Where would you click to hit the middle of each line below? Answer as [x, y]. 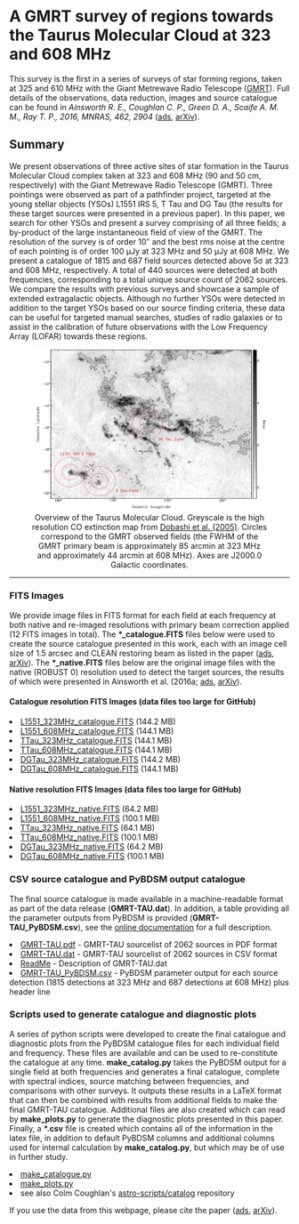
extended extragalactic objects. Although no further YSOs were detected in [147, 298]
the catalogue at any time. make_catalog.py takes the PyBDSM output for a [148, 1062]
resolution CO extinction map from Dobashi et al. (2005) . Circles [149, 527]
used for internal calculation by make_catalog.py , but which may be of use [147, 1147]
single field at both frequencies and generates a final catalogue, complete [145, 1071]
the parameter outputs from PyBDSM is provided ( [101, 917]
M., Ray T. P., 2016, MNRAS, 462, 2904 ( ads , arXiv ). [105, 117]
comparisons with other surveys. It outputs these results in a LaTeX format [145, 1091]
